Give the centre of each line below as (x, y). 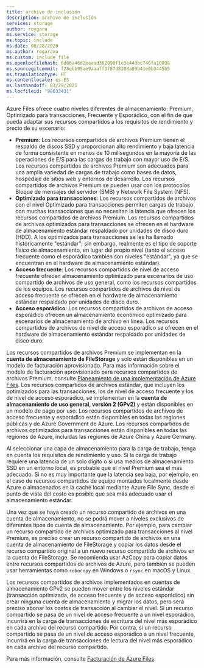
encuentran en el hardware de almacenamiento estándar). (88, 263)
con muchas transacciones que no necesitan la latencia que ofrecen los (105, 211)
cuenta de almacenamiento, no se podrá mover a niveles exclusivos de (95, 518)
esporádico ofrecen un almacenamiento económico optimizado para (101, 314)
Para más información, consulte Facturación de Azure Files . (81, 658)
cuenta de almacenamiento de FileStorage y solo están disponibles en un (100, 359)
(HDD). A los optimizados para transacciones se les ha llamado (94, 237)
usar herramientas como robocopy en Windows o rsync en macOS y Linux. (99, 570)
